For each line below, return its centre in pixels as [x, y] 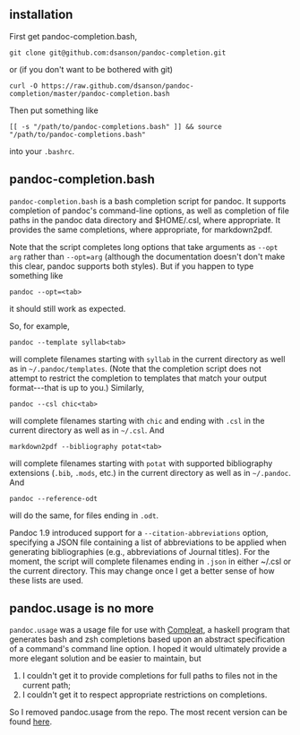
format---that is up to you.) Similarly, [77, 387]
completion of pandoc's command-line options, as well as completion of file [149, 211]
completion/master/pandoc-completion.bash [90, 93]
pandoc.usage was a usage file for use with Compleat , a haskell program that [150, 630]
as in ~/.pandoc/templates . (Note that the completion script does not [135, 368]
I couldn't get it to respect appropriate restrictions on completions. [145, 695]
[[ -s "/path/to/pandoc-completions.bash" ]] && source [116, 126]
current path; [47, 686]
